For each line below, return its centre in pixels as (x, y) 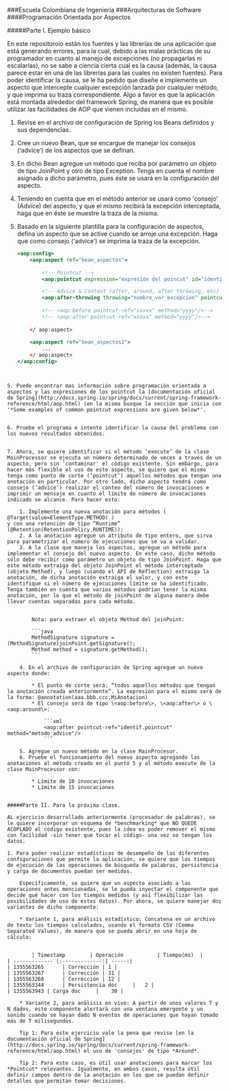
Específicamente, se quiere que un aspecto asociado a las (105, 883)
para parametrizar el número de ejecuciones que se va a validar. (104, 541)
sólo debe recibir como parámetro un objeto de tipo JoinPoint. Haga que (114, 560)
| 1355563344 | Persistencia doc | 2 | (81, 985)
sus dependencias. (44, 130)
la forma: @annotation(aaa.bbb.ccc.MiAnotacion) (78, 697)
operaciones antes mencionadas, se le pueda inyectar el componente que (113, 889)
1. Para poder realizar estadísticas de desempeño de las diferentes (108, 853)
